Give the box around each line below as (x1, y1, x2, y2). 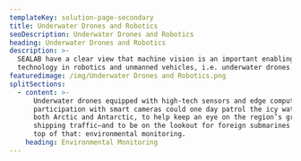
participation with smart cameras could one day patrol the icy (32, 105, 279, 114)
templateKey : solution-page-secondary (9, 13, 154, 22)
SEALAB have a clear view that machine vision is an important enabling (17, 55, 295, 64)
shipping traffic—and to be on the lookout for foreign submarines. (32, 122, 295, 131)
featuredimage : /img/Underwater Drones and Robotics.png (9, 72, 227, 80)
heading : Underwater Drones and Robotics (9, 38, 167, 47)
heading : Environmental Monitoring (25, 138, 159, 147)
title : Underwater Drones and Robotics (9, 21, 159, 30)
